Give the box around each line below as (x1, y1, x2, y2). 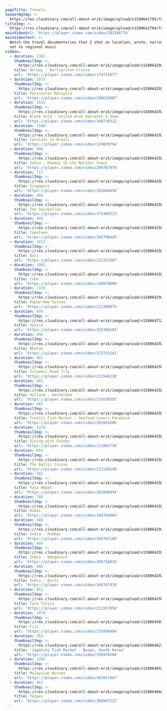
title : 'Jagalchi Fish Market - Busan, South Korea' (14, 647, 126, 653)
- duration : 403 (9, 216, 43, 221)
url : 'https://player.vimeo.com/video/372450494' (14, 629, 119, 634)
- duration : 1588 (9, 123, 46, 128)
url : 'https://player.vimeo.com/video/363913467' (14, 675, 119, 680)
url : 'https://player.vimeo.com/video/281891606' (14, 420, 119, 425)
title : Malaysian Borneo (14, 671, 66, 676)
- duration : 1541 (9, 100, 46, 105)
